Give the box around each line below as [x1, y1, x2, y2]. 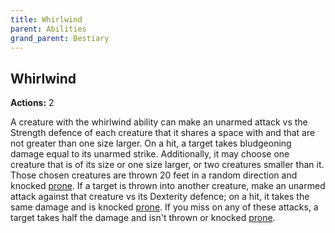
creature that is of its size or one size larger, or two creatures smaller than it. [10, 159, 325, 171]
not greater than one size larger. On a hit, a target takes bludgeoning [10, 137, 292, 150]
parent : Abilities [10, 24, 87, 34]
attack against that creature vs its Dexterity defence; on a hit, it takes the [10, 191, 310, 203]
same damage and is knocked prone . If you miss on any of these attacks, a [10, 201, 319, 213]
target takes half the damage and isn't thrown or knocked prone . [10, 212, 276, 224]
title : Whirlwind [10, 14, 83, 25]
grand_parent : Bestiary [10, 33, 110, 43]
